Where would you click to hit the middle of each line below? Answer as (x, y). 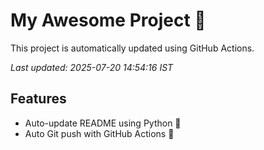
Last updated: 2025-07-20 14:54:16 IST (92, 67)
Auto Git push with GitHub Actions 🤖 (99, 133)
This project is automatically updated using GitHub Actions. (132, 48)
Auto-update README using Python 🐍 (103, 123)
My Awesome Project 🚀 (108, 20)
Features (38, 99)
